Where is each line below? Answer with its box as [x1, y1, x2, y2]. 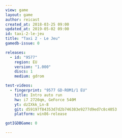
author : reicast [5, 17, 40, 22]
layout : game [5, 12, 33, 17]
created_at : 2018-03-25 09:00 [5, 21, 70, 27]
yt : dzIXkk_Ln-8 [14, 102, 49, 107]
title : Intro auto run [14, 93, 63, 98]
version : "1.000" [14, 64, 51, 70]
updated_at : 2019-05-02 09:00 [5, 27, 70, 32]
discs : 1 [14, 69, 33, 74]
